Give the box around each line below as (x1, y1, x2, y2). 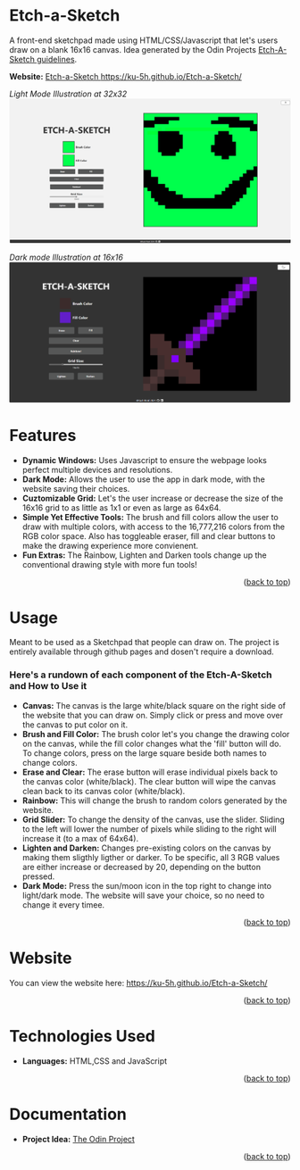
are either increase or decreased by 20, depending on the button (21, 861, 262, 872)
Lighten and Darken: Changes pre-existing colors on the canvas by (21, 842, 271, 853)
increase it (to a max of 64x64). (21, 833, 139, 843)
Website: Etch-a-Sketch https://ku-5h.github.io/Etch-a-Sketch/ (9, 71, 243, 81)
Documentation (9, 1104, 128, 1124)
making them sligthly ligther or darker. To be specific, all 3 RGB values (21, 851, 280, 862)
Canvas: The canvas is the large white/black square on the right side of (21, 700, 286, 710)
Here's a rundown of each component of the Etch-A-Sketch (9, 668, 272, 681)
